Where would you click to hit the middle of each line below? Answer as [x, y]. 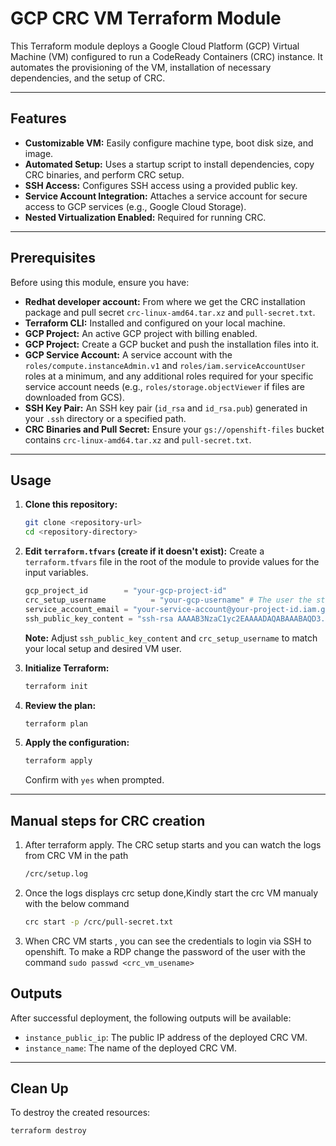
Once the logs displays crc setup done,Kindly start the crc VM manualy [171, 893]
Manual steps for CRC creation [108, 820]
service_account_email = [76, 609]
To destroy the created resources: [80, 1113]
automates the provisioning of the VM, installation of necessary [141, 67]
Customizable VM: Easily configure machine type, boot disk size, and [169, 143]
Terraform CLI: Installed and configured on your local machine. [155, 323]
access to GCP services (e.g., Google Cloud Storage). [135, 206]
